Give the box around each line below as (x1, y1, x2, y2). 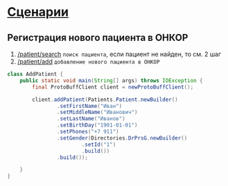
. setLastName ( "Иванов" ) (56, 115, 126, 122)
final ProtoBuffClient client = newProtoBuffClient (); (32, 84, 194, 91)
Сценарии (7, 4, 69, 20)
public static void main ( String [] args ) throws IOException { (19, 77, 203, 84)
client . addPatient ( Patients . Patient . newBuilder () (32, 96, 178, 103)
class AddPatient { (7, 71, 64, 77)
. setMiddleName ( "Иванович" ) (56, 109, 138, 116)
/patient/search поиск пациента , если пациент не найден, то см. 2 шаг (17, 50, 222, 58)
